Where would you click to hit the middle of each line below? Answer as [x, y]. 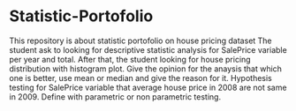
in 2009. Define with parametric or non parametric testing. [115, 96]
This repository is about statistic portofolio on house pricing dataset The [140, 41]
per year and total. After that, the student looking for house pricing [130, 59]
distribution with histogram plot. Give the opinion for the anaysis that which [146, 69]
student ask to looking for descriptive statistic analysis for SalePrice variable [148, 49]
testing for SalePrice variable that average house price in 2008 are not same [148, 87]
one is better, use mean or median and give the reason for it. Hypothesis [140, 78]
